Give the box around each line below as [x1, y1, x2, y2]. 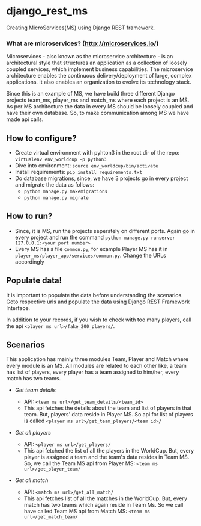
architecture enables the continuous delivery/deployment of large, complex [6, 72, 192, 79]
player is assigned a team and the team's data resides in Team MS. [23, 453, 190, 461]
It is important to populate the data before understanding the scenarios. [6, 291, 183, 299]
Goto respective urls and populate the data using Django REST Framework [6, 298, 190, 305]
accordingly [14, 258, 45, 265]
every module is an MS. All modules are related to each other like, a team [6, 362, 187, 370]
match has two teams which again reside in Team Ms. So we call [23, 501, 184, 509]
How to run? [6, 211, 53, 221]
